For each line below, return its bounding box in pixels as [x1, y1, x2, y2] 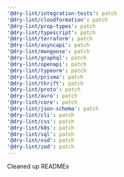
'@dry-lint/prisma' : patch [7, 73, 84, 81]
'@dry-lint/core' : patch [7, 99, 78, 106]
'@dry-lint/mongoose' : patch [7, 49, 90, 55]
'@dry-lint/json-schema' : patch [7, 105, 99, 112]
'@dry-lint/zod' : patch [7, 144, 75, 150]
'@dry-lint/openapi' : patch [7, 61, 87, 68]
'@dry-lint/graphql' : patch [7, 55, 87, 62]
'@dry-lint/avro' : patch [7, 93, 78, 100]
